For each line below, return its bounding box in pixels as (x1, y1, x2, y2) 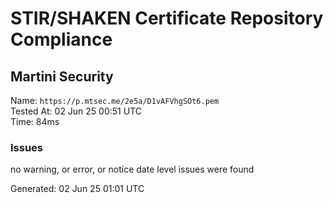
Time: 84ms (10, 116, 60, 127)
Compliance (10, 28, 113, 51)
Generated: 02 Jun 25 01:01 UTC (10, 183, 145, 195)
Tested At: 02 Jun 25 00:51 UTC (10, 105, 143, 117)
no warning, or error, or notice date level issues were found (10, 163, 255, 176)
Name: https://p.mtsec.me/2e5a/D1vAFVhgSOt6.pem (10, 95, 220, 106)
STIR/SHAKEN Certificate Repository (10, 7, 324, 30)
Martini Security (10, 68, 114, 85)
